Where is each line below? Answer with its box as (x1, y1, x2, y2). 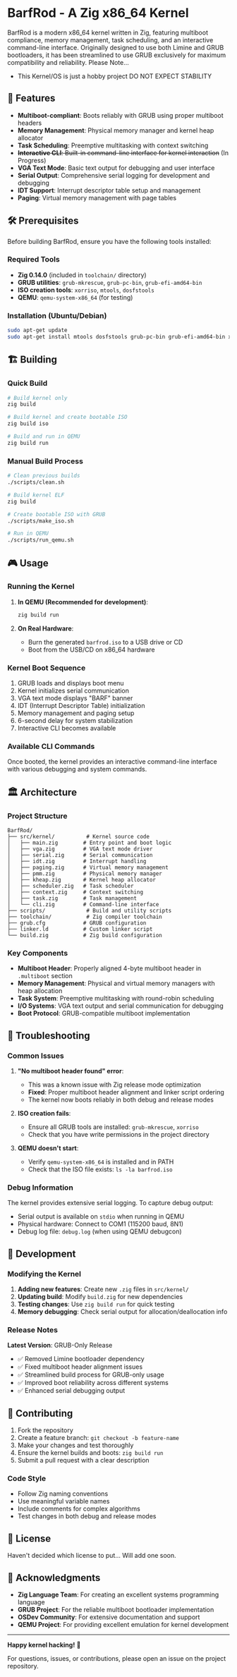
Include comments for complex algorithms (17, 1504, 141, 1513)
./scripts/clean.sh (7, 479, 65, 486)
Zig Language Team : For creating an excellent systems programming (17, 1590, 219, 1599)
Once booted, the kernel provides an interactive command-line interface (7, 757, 217, 766)
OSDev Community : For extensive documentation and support (17, 1613, 200, 1621)
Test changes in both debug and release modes (17, 1512, 157, 1520)
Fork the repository (17, 1426, 74, 1434)
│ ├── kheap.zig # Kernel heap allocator (7, 876, 157, 883)
